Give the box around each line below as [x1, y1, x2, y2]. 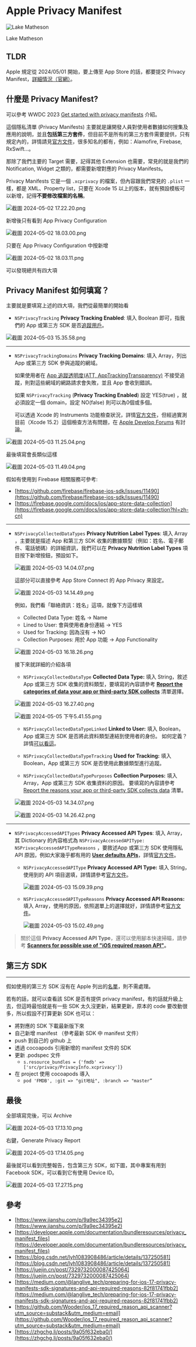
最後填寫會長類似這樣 [6, 451, 57, 458]
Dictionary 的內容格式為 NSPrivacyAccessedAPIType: [21, 837, 145, 844]
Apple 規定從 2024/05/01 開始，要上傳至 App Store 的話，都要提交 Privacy [6, 68, 185, 75]
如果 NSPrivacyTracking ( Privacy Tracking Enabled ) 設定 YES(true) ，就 [14, 392, 187, 399]
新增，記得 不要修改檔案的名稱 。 [10, 192, 88, 199]
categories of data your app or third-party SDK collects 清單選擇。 [23, 688, 187, 695]
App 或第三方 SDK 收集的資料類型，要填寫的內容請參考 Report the [23, 681, 183, 688]
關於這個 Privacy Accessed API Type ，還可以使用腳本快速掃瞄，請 [20, 935, 183, 942]
